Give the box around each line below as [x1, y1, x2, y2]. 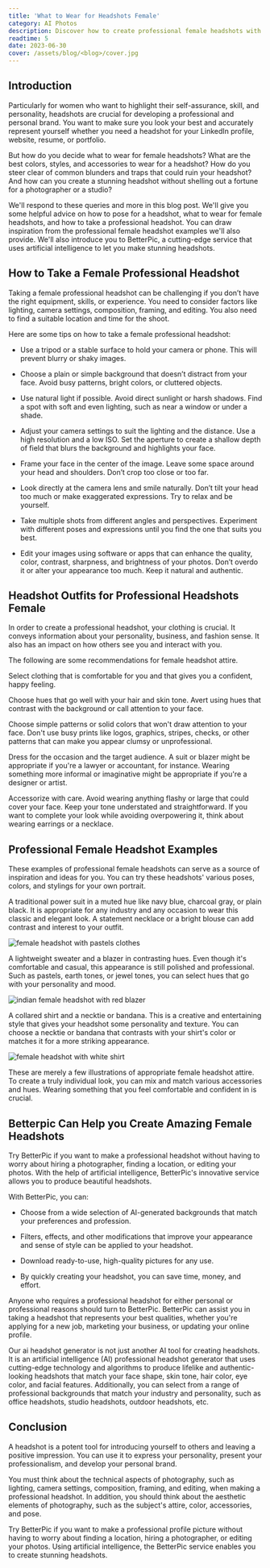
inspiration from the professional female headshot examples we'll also [8, 226, 240, 235]
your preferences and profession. [19, 1217, 131, 1226]
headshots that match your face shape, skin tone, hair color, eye [35, 1371, 248, 1381]
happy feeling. [8, 680, 56, 689]
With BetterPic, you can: [8, 1192, 89, 1202]
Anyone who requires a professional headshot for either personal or [8, 1296, 234, 1306]
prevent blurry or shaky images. [19, 353, 127, 363]
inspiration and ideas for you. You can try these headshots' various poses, [8, 872, 255, 883]
